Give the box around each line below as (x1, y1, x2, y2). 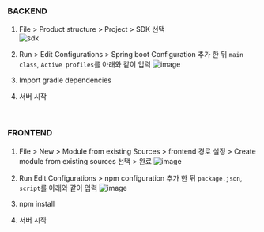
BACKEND (7, 6, 48, 17)
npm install (18, 199, 55, 208)
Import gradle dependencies (18, 75, 112, 85)
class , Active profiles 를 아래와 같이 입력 (18, 59, 151, 69)
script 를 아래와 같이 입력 (18, 183, 98, 192)
